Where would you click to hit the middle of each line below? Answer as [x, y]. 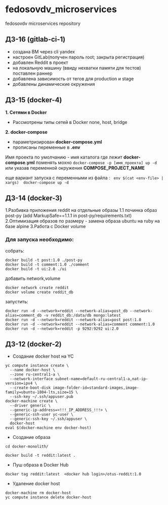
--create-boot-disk [30, 388]
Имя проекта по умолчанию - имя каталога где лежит [64, 157]
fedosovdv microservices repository [43, 23]
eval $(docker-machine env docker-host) [49, 428]
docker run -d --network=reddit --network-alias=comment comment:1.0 [80, 324]
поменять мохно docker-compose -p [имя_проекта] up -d [96, 162]
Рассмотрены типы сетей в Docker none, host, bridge [70, 122]
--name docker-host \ [33, 370]
